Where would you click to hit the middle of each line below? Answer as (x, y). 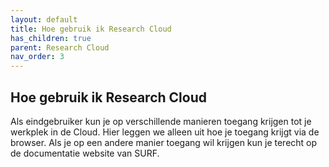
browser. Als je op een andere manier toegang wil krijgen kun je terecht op (164, 142)
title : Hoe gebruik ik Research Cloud (91, 29)
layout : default (44, 19)
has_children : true (51, 38)
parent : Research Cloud (60, 47)
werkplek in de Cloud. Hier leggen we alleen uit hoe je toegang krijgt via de (165, 132)
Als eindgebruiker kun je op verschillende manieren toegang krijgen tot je (161, 121)
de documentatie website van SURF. (85, 153)
